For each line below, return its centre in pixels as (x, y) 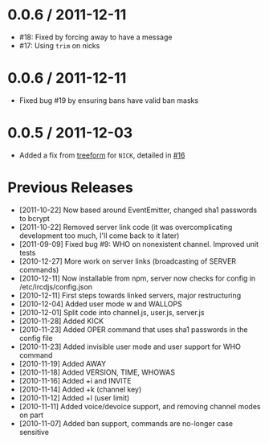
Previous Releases (70, 187)
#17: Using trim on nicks (59, 45)
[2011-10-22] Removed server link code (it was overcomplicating (126, 227)
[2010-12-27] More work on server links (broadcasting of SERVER (128, 261)
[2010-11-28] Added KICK (61, 321)
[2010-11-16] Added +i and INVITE (75, 380)
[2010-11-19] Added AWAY (62, 363)
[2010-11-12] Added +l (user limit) (74, 398)
